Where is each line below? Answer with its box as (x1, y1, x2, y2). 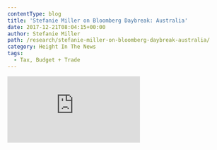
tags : (7, 50, 23, 57)
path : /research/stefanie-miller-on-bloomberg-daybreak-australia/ (7, 37, 211, 44)
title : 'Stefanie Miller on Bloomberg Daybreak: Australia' (7, 17, 189, 24)
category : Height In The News (7, 43, 97, 50)
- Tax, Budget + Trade (13, 57, 81, 64)
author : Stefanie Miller (7, 30, 81, 37)
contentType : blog (7, 10, 61, 18)
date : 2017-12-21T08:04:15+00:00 (7, 23, 106, 30)
